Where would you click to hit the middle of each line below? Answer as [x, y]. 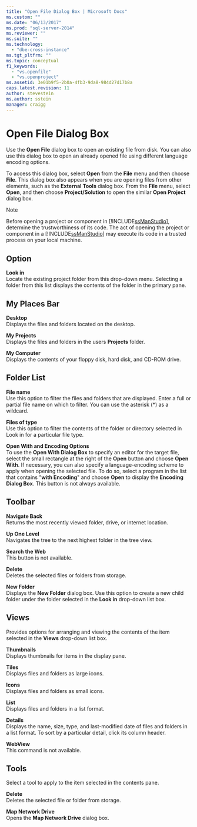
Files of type [21, 422]
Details [15, 720]
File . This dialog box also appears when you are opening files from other [94, 180]
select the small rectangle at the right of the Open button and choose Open [97, 458]
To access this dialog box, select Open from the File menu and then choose [98, 173]
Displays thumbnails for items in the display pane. [66, 655]
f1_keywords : [22, 66]
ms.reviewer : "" [26, 34]
